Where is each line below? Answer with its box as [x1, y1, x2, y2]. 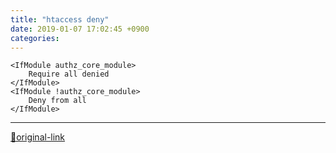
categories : [10, 33, 60, 43]
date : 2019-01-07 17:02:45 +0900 [10, 24, 150, 34]
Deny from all [28, 96, 87, 106]
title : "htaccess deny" [10, 14, 110, 25]
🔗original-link [10, 131, 66, 143]
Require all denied [28, 69, 110, 80]
